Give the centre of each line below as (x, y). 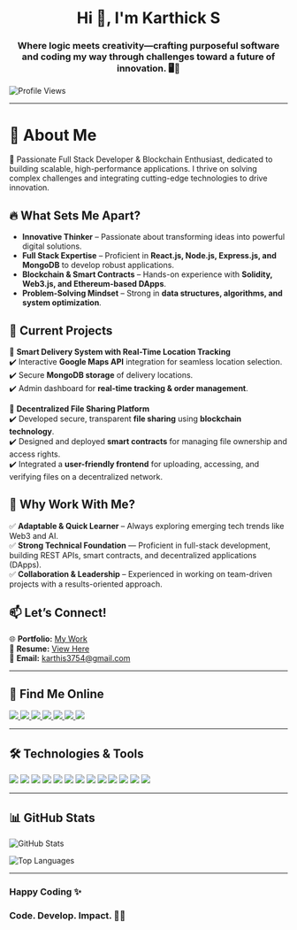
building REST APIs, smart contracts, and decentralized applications (133, 555)
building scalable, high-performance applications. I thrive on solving (133, 169)
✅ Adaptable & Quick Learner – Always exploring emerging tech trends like (147, 526)
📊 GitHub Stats (52, 818)
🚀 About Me (53, 135)
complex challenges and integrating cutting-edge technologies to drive (138, 178)
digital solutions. (52, 246)
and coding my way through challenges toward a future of (148, 57)
